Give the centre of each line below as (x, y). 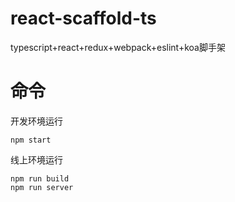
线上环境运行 (36, 159)
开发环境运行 (36, 121)
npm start (31, 140)
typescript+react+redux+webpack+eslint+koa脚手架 (118, 47)
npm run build (40, 178)
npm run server (42, 187)
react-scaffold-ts (83, 18)
